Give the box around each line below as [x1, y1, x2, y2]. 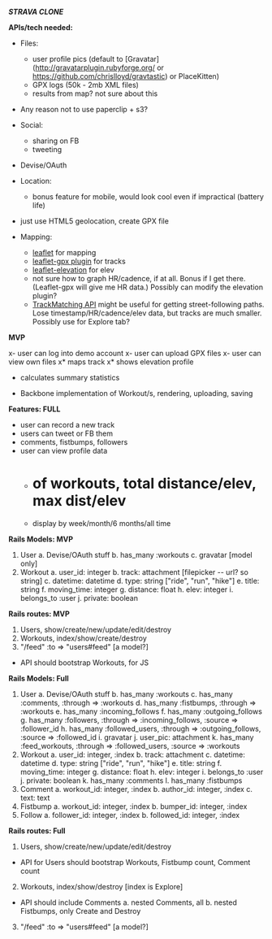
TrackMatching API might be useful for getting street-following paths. [32, 300, 265, 309]
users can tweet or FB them [19, 428, 114, 438]
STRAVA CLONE [8, 7, 63, 16]
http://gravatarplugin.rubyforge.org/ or [35, 63, 165, 72]
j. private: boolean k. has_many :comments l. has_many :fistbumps [19, 776, 243, 785]
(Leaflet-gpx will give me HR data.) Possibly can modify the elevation [32, 282, 264, 292]
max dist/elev [32, 492, 127, 511]
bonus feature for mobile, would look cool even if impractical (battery [32, 192, 264, 202]
